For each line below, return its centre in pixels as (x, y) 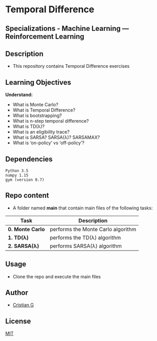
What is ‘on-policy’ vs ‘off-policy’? (48, 143)
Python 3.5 (17, 171)
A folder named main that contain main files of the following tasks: (83, 208)
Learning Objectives (38, 82)
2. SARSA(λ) (24, 246)
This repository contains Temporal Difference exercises (71, 66)
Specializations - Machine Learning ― (67, 29)
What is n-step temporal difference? (51, 121)
